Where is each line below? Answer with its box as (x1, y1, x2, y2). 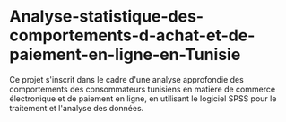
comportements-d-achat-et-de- (9, 25, 256, 46)
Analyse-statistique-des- (9, 6, 204, 27)
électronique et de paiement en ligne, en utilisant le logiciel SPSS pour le (9, 92, 277, 104)
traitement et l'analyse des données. (9, 102, 144, 113)
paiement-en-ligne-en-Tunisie (9, 45, 241, 65)
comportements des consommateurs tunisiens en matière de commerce (9, 83, 276, 94)
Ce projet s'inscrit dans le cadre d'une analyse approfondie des (9, 74, 244, 84)
